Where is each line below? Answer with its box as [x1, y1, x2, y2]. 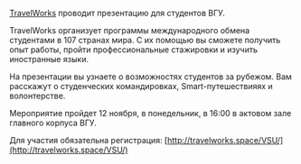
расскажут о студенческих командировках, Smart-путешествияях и [9, 81, 273, 91]
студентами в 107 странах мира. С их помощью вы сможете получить [9, 35, 281, 45]
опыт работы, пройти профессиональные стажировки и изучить [9, 44, 258, 55]
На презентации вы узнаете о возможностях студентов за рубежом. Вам [9, 71, 292, 82]
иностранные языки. [9, 54, 89, 64]
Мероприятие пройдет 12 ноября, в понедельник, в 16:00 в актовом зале [9, 108, 292, 118]
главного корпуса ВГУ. [9, 117, 97, 128]
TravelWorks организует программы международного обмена [9, 25, 250, 35]
